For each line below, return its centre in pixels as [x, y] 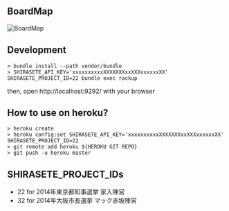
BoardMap [30, 11]
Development [37, 50]
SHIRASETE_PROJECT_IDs [65, 174]
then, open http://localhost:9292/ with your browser [81, 91]
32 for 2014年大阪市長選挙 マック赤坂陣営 [77, 201]
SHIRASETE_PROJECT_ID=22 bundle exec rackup [72, 78]
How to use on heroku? [58, 113]
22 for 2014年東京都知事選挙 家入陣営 [71, 192]
